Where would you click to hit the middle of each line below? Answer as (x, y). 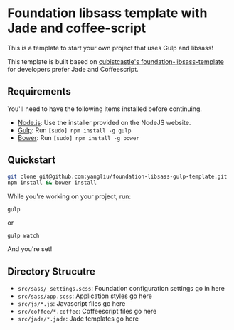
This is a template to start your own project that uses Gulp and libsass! (110, 48)
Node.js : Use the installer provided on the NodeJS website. (104, 122)
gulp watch (23, 236)
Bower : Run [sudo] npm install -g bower (79, 137)
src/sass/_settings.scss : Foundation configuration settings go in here (121, 289)
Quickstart (32, 160)
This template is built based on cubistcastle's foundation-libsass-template (116, 61)
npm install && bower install (52, 183)
